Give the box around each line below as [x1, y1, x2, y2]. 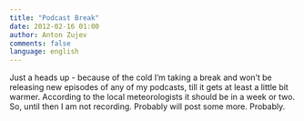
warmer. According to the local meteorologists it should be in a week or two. [9, 92, 296, 103]
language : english [9, 47, 79, 56]
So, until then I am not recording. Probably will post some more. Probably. [9, 101, 286, 112]
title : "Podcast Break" [9, 13, 100, 23]
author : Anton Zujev [9, 30, 88, 39]
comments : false [9, 38, 71, 48]
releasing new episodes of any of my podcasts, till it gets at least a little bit [9, 82, 289, 93]
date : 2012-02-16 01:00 [9, 22, 100, 31]
